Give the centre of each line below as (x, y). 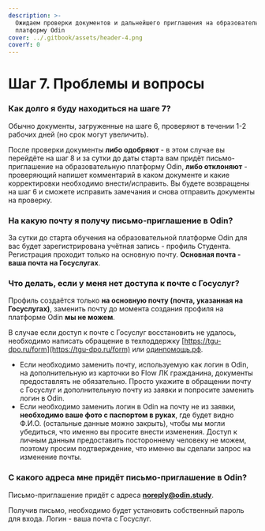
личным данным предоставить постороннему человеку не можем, (133, 440)
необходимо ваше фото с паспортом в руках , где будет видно (127, 415)
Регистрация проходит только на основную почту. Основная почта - (125, 254)
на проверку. (30, 200)
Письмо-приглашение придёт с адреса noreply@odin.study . (111, 495)
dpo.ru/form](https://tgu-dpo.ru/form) (69, 349)
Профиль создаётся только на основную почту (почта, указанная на (125, 300)
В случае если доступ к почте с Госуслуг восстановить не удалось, (122, 333)
